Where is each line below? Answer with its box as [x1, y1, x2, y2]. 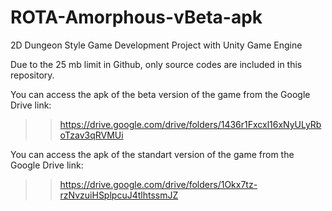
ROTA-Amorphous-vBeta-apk [10, 6, 263, 29]
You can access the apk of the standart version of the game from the [10, 148, 295, 160]
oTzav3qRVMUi [59, 129, 124, 141]
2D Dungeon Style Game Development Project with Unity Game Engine [10, 39, 303, 51]
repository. [10, 69, 55, 81]
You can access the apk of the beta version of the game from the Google [10, 88, 311, 100]
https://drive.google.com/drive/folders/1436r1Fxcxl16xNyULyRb [59, 118, 322, 130]
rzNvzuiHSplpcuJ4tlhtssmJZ [59, 189, 179, 201]
